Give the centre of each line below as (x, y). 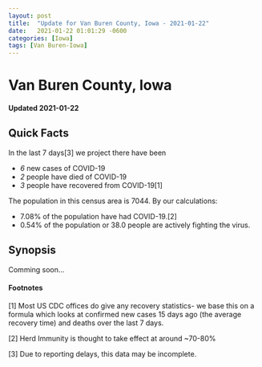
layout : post (30, 16)
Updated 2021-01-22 (44, 108)
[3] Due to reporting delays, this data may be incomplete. (103, 353)
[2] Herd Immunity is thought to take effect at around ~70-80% (112, 338)
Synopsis (32, 250)
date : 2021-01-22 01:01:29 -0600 (68, 31)
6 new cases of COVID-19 (62, 168)
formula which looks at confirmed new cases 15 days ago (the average (125, 314)
